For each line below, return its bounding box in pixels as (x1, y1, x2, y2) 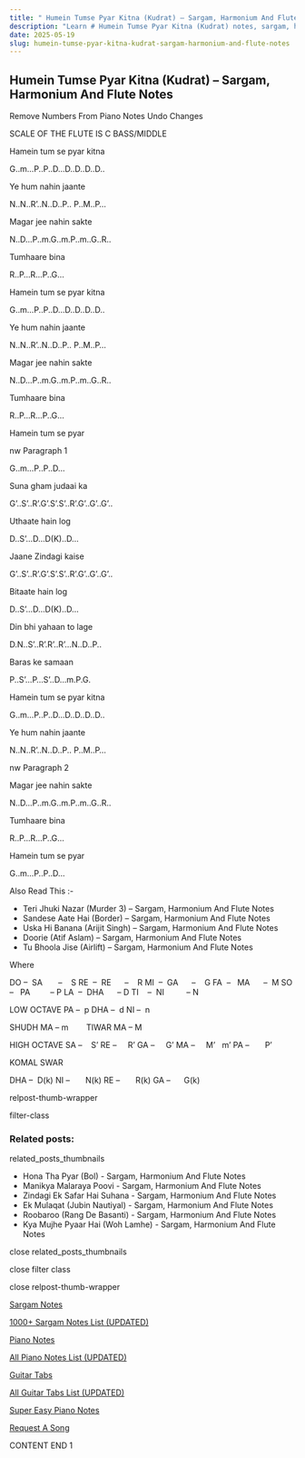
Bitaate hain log (9, 586, 68, 597)
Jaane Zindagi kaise (9, 551, 84, 562)
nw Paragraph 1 (9, 445, 68, 456)
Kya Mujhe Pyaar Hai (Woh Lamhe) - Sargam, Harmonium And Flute (22, 1219, 276, 1230)
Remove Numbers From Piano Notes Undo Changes (9, 111, 203, 122)
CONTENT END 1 (9, 1440, 74, 1451)
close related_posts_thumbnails (9, 1246, 127, 1257)
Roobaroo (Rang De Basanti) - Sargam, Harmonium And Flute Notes (22, 1210, 277, 1221)
